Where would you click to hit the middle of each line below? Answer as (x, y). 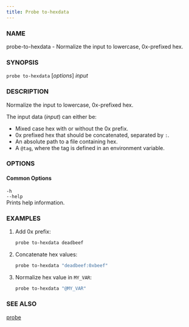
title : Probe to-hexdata (38, 12)
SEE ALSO (22, 304)
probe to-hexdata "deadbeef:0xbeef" (61, 265)
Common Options (29, 178)
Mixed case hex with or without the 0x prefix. (72, 128)
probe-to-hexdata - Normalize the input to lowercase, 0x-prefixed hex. (95, 46)
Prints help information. (36, 203)
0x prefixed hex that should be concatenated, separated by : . (92, 135)
